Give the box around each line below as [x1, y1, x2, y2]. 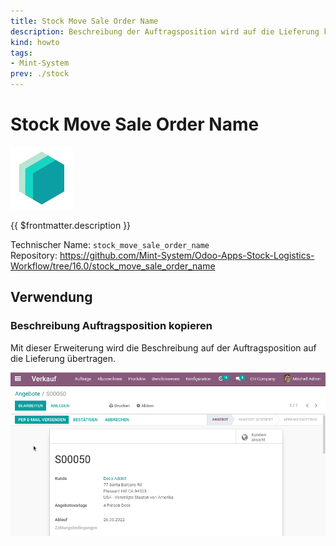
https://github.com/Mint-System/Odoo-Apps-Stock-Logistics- [59, 249, 315, 261]
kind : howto [10, 37, 60, 47]
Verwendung [10, 289, 93, 306]
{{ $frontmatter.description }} [10, 219, 132, 231]
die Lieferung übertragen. [10, 352, 117, 364]
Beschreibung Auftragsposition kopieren [10, 319, 213, 333]
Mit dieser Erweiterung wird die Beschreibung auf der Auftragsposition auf [10, 341, 317, 354]
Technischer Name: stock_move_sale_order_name [10, 238, 210, 250]
